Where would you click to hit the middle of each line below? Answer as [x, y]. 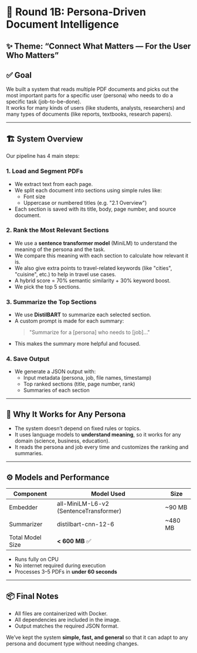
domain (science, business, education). [62, 441]
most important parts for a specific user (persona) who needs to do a [90, 96]
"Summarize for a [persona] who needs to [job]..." [90, 332]
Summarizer [26, 525]
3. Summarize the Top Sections [51, 302]
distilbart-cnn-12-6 [85, 525]
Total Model [26, 537]
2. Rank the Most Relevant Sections [58, 230]
